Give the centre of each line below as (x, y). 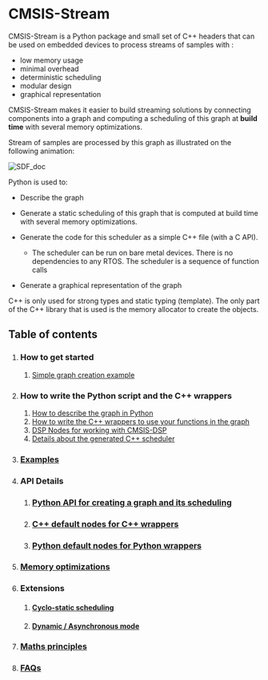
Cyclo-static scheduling (73, 607)
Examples (40, 459)
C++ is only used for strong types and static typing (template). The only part (134, 301)
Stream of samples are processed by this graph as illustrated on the (120, 142)
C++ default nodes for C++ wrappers (105, 524)
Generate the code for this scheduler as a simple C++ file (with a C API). (139, 237)
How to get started (57, 358)
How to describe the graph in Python (92, 413)
